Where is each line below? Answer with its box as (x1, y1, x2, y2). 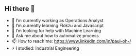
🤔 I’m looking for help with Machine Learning (11, 27, 102, 34)
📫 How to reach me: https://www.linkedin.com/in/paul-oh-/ (11, 38, 132, 44)
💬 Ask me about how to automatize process (11, 33, 99, 38)
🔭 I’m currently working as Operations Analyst (11, 17, 104, 23)
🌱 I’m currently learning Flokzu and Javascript (11, 22, 104, 28)
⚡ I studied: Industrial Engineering (11, 45, 80, 51)
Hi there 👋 (4, 5, 35, 13)
